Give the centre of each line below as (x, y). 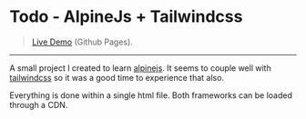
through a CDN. (39, 104)
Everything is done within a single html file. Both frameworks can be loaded (151, 95)
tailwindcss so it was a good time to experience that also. (117, 77)
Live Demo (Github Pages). (82, 42)
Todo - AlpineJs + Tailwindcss (126, 17)
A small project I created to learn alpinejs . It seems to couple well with (140, 68)
